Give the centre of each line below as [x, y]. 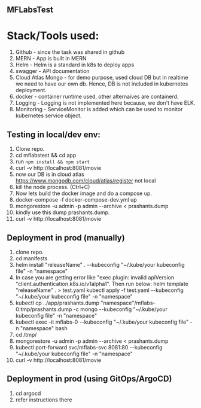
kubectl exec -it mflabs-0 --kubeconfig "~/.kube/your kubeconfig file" [102, 322]
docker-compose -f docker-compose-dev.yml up [76, 200]
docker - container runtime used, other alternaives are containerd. [97, 97]
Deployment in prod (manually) [66, 238]
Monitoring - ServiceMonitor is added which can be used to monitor [99, 109]
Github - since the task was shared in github [70, 52]
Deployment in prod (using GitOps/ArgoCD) [89, 379]
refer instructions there [44, 400]
